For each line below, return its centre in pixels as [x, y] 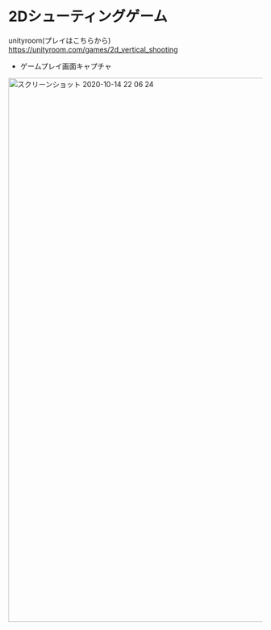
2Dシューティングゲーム [88, 17]
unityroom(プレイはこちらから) [60, 40]
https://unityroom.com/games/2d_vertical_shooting [93, 49]
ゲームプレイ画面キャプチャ [66, 66]
